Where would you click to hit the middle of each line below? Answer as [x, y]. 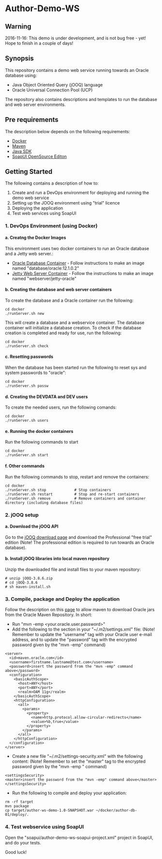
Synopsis [19, 59]
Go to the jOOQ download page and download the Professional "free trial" [79, 537]
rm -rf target [19, 802]
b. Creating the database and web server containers [59, 290]
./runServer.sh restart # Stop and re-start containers [72, 494]
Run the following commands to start [42, 442]
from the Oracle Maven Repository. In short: [49, 615]
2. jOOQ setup [22, 515]
